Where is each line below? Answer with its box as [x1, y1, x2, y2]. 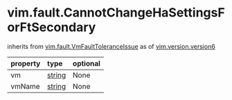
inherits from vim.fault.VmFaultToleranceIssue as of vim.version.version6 [7, 42, 216, 50]
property [10, 59, 41, 68]
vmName [10, 81, 40, 91]
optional [72, 59, 100, 68]
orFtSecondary [7, 19, 96, 35]
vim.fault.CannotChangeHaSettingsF [7, 5, 225, 21]
